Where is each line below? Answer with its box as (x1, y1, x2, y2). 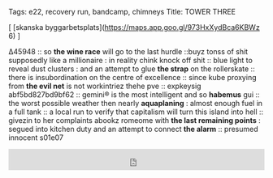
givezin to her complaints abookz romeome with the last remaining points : (8, 116, 262, 125)
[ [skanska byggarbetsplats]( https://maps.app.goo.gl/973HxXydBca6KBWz (8, 23, 260, 32)
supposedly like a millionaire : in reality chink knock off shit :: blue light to (8, 56, 253, 65)
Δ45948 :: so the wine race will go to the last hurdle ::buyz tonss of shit (8, 47, 249, 56)
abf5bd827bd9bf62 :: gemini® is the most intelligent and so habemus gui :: (8, 90, 260, 100)
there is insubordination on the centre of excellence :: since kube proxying (8, 73, 257, 82)
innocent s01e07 (8, 133, 63, 142)
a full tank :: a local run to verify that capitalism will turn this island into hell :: (8, 107, 264, 117)
